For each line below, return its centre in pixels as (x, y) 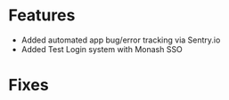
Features (42, 15)
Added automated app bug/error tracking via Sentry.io (121, 40)
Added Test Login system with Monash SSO (102, 49)
